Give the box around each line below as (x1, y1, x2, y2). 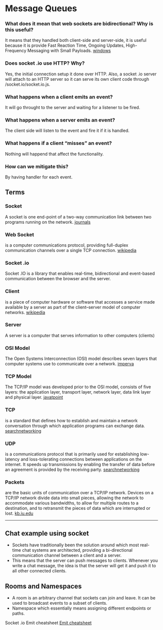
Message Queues (5, 3, 78, 14)
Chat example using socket (5, 529, 89, 538)
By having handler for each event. (5, 174, 73, 180)
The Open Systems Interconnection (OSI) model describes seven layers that (5, 356, 157, 361)
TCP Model (5, 373, 32, 380)
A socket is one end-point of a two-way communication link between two (5, 214, 152, 219)
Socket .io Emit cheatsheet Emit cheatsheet (5, 620, 92, 626)
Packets (5, 479, 25, 486)
